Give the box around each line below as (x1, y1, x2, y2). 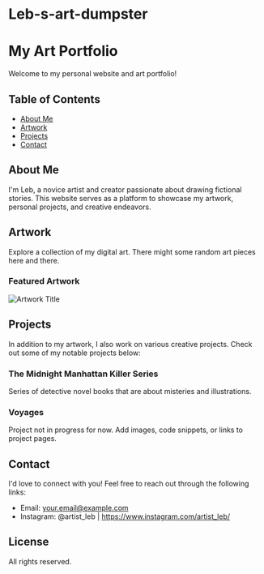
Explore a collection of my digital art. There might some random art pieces (8, 246, 257, 256)
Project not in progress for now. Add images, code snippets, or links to (8, 425, 244, 435)
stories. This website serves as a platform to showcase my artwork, (8, 193, 233, 203)
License (8, 535, 49, 549)
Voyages (8, 406, 45, 418)
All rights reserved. (8, 556, 72, 566)
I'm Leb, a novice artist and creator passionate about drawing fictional (8, 184, 242, 195)
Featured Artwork (8, 276, 80, 287)
